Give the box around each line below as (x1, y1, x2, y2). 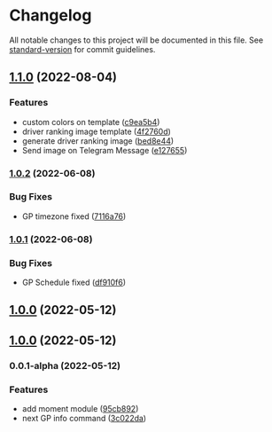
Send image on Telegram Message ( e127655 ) (21, 145, 188, 155)
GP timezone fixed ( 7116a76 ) (21, 210, 127, 222)
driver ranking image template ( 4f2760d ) (21, 126, 171, 137)
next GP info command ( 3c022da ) (21, 413, 147, 424)
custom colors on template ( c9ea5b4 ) (21, 116, 160, 127)
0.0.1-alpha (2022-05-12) (9, 359, 121, 372)
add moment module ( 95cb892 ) (21, 404, 139, 414)
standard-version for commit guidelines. (9, 43, 156, 54)
